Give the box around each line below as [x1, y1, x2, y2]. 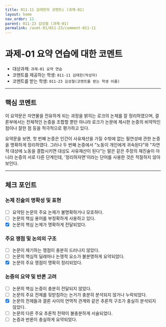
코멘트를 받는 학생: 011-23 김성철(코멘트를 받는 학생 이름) [12, 78, 120, 84]
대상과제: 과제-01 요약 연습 [12, 66, 63, 72]
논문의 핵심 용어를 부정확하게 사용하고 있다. [12, 215, 96, 221]
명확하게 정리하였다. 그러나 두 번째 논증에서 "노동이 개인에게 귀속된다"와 [10, 141, 149, 147]
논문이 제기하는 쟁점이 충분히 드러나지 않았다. [12, 247, 100, 253]
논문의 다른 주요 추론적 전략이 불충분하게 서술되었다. [12, 310, 113, 316]
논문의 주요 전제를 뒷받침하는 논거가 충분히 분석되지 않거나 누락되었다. [12, 291, 147, 297]
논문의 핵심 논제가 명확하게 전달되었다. [12, 221, 86, 228]
